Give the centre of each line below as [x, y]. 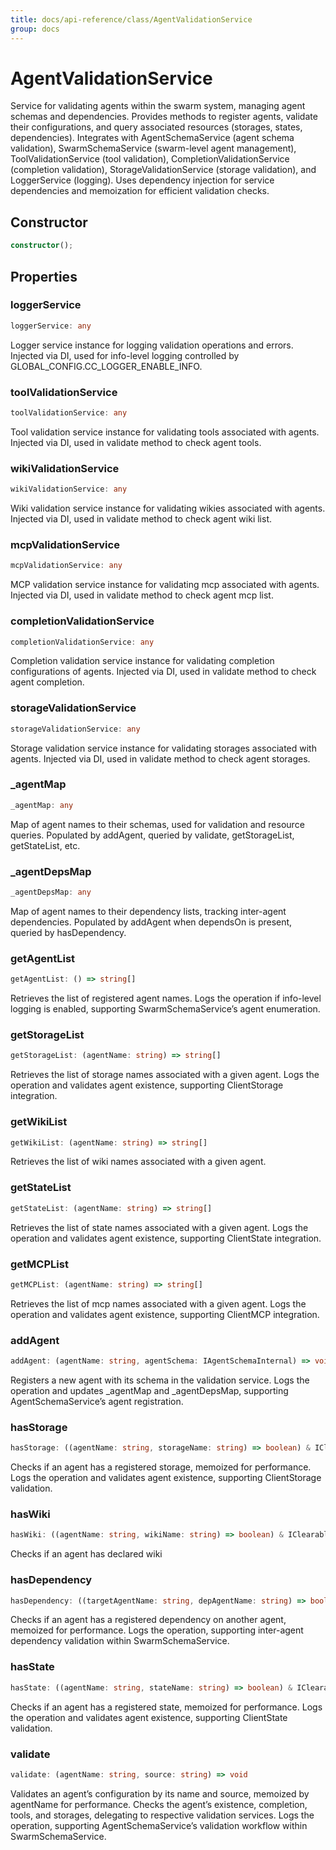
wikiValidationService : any [69, 489]
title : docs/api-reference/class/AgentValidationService [131, 19]
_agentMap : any [42, 805]
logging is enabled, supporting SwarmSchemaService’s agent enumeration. [165, 1009]
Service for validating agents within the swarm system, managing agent [158, 106]
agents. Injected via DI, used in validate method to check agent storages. [160, 758]
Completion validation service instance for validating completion [142, 661]
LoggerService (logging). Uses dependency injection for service [142, 180]
